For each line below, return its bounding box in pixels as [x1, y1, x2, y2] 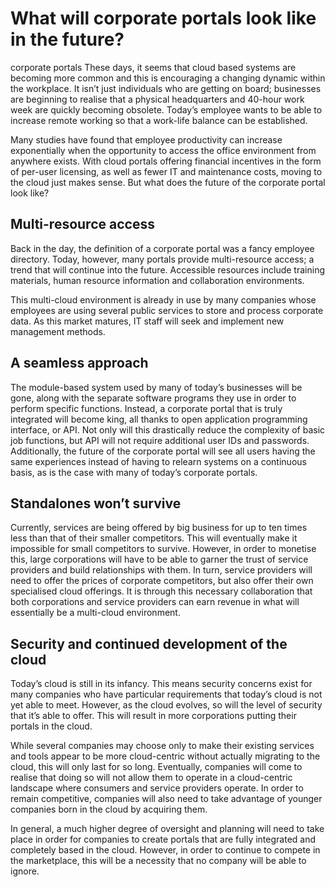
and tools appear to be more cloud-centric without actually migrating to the [10, 750, 321, 762]
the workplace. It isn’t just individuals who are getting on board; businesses [10, 82, 322, 94]
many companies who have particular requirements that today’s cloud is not [10, 688, 323, 701]
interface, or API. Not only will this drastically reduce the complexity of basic [10, 423, 326, 436]
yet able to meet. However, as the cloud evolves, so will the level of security [10, 699, 323, 711]
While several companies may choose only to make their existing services [10, 740, 315, 752]
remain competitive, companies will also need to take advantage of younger [10, 793, 323, 805]
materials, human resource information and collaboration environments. [10, 274, 305, 286]
